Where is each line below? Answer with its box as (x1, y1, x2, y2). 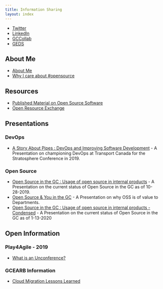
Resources (5, 87, 39, 95)
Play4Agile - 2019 (5, 244, 48, 250)
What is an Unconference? (12, 255, 66, 261)
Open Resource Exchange (12, 105, 65, 111)
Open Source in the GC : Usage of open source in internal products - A (12, 179, 155, 185)
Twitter (12, 25, 27, 31)
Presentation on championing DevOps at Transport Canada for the (12, 150, 145, 156)
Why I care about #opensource (12, 73, 75, 79)
